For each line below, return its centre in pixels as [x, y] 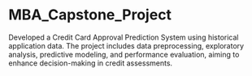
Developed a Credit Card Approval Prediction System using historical [124, 37]
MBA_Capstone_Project [90, 15]
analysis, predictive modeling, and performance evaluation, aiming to [124, 54]
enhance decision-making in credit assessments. [91, 63]
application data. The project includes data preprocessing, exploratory [126, 45]
